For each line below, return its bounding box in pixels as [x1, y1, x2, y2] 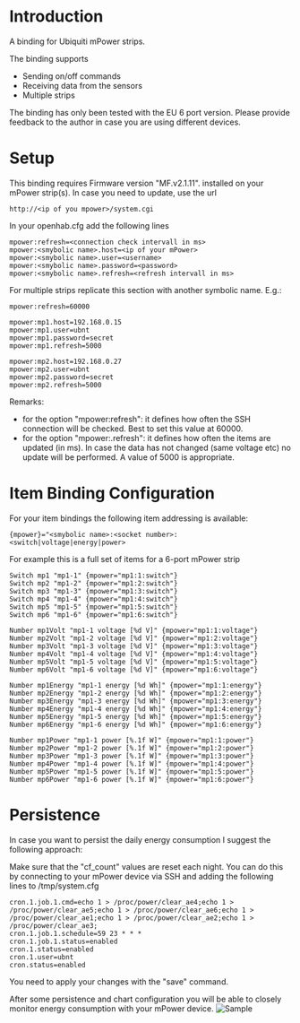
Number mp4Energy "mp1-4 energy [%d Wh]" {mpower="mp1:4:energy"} [9, 704, 262, 714]
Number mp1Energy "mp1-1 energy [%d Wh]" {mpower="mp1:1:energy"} [9, 681, 262, 689]
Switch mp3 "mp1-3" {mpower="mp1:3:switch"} [9, 586, 178, 595]
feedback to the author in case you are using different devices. [9, 117, 242, 127]
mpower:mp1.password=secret [9, 334, 115, 342]
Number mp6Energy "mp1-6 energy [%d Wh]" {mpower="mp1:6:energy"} [9, 720, 262, 729]
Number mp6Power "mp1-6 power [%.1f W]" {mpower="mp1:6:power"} [9, 775, 254, 784]
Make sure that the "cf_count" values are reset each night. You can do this [9, 861, 284, 871]
